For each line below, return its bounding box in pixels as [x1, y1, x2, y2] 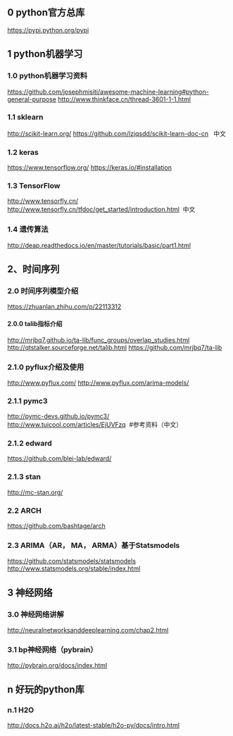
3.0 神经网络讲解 [7, 609, 65, 619]
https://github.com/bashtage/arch [7, 522, 106, 530]
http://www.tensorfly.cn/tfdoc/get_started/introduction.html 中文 [7, 205, 196, 213]
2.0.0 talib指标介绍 [7, 319, 63, 328]
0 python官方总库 [7, 6, 85, 19]
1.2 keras [7, 147, 39, 157]
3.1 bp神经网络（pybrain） [7, 644, 98, 654]
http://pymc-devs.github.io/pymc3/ [7, 412, 110, 420]
